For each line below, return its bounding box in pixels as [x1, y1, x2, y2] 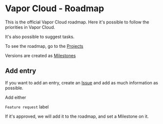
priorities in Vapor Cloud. [5, 24, 55, 30]
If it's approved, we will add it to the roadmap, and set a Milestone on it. [5, 113, 149, 119]
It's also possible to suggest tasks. [5, 34, 75, 40]
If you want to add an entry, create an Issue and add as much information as [5, 80, 159, 85]
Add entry [5, 67, 37, 75]
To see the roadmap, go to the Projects [5, 43, 83, 49]
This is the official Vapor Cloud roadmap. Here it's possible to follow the [5, 19, 150, 25]
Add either [5, 94, 26, 100]
